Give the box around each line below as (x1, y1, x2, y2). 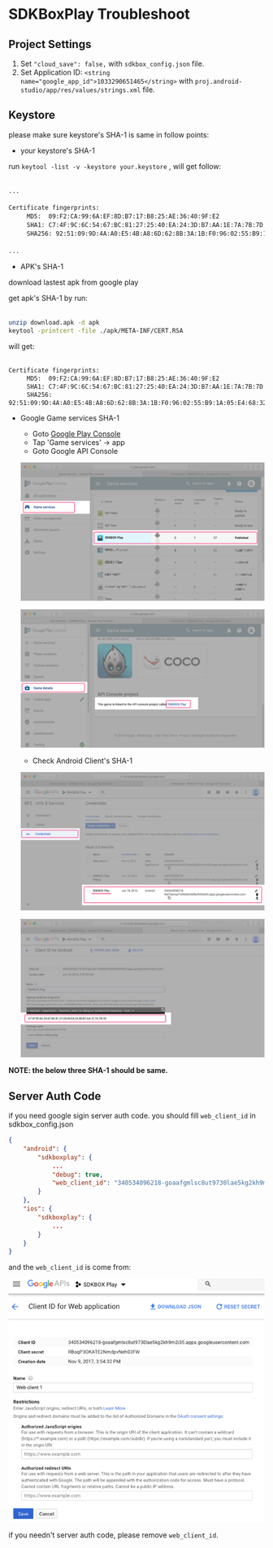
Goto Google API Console (32, 447, 119, 456)
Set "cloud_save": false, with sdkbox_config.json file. (19, 59, 205, 68)
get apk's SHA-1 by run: (8, 293, 88, 303)
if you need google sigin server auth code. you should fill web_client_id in (8, 1111, 256, 1121)
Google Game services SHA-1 (19, 413, 120, 423)
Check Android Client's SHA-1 (32, 756, 132, 765)
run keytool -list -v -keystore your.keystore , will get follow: (8, 161, 222, 171)
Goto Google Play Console (32, 429, 121, 439)
